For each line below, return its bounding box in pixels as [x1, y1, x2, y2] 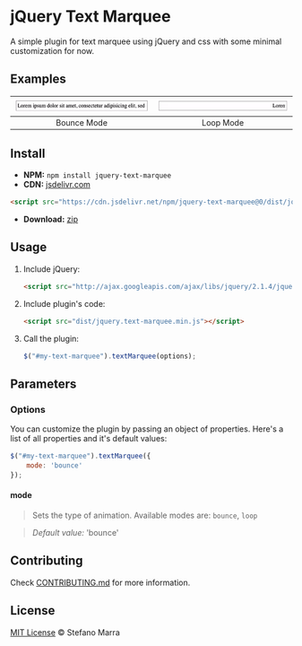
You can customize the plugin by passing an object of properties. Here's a [10, 423, 284, 434]
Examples [10, 72, 66, 87]
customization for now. [10, 45, 95, 56]
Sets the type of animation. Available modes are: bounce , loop [31, 510, 258, 520]
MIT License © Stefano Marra [10, 626, 120, 638]
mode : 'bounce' [26, 460, 83, 470]
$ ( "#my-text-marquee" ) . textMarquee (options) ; [22, 352, 196, 361]
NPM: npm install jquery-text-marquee [22, 170, 172, 180]
